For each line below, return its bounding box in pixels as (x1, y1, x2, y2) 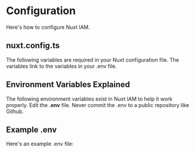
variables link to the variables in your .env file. (6, 62, 117, 69)
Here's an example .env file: (6, 140, 74, 148)
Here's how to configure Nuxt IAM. (6, 24, 90, 31)
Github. (6, 108, 24, 115)
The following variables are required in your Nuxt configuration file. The (6, 56, 179, 63)
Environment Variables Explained (6, 79, 130, 89)
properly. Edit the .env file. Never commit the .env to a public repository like (6, 101, 190, 108)
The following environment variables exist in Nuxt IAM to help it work (6, 95, 173, 102)
